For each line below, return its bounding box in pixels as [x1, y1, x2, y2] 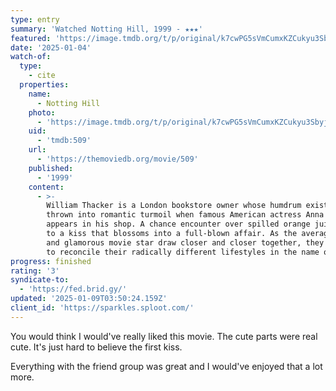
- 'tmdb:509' [36, 136, 92, 146]
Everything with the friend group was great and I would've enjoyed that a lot [10, 360, 323, 372]
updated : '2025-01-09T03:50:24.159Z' [10, 294, 168, 304]
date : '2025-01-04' [10, 42, 92, 53]
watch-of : [10, 52, 52, 62]
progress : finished [10, 256, 92, 266]
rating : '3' [10, 266, 60, 276]
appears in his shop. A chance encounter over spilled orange [46, 219, 311, 230]
